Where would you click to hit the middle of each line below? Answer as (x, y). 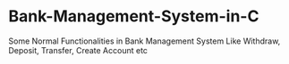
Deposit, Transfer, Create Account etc (78, 50)
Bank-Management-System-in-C (134, 16)
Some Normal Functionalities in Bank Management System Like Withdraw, (144, 41)
